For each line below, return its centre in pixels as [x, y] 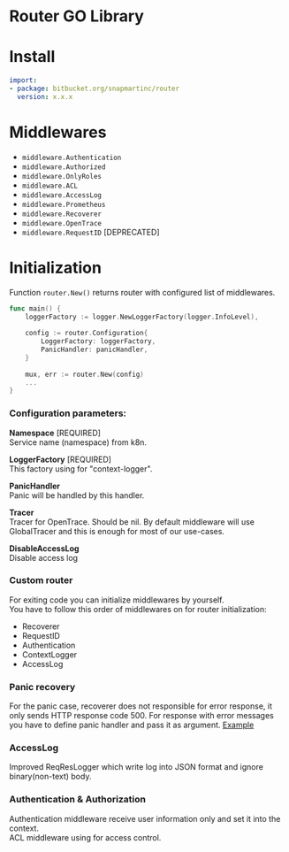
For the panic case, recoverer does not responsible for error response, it [141, 706]
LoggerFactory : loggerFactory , [99, 342]
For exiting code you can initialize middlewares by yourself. [117, 600]
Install [32, 57]
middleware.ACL [50, 186]
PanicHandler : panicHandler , [95, 349]
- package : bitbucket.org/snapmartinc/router [94, 88]
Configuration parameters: [68, 413]
